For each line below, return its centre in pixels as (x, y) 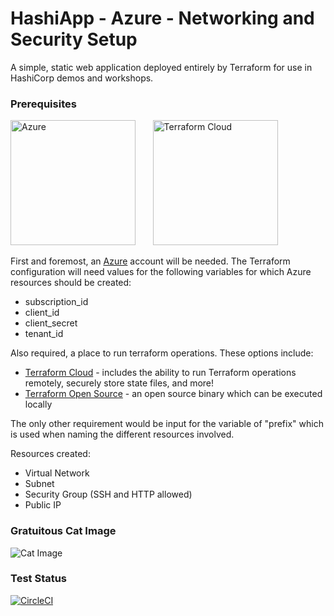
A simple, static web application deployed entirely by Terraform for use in (161, 67)
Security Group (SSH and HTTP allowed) (108, 494)
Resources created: (50, 454)
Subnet (39, 484)
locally (38, 404)
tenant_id (44, 334)
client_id (42, 313)
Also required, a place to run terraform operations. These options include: (162, 353)
